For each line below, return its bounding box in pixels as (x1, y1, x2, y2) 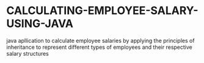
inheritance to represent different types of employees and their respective (6, 43, 192, 51)
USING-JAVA (6, 17, 73, 31)
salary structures (6, 50, 49, 57)
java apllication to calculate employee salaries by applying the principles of (6, 37, 195, 44)
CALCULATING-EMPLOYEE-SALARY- (6, 4, 199, 18)
